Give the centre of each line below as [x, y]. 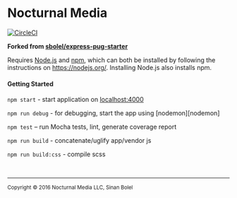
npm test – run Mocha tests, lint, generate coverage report [92, 127]
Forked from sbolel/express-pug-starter [68, 46]
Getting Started [31, 83]
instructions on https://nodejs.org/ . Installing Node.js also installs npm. [110, 67]
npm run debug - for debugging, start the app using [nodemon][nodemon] [114, 113]
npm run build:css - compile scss [56, 154]
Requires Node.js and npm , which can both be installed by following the [111, 60]
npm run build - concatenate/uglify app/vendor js [79, 141]
